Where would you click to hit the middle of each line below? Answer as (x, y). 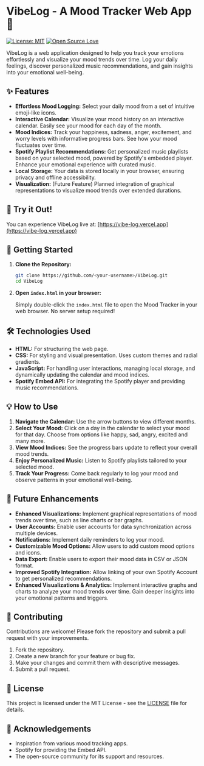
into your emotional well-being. (45, 72)
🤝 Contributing (35, 617)
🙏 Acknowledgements (49, 729)
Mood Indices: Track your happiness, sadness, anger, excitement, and (104, 132)
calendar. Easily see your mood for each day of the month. (88, 126)
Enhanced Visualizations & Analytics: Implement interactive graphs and (106, 585)
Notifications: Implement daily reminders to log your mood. (90, 539)
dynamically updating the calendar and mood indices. (82, 374)
